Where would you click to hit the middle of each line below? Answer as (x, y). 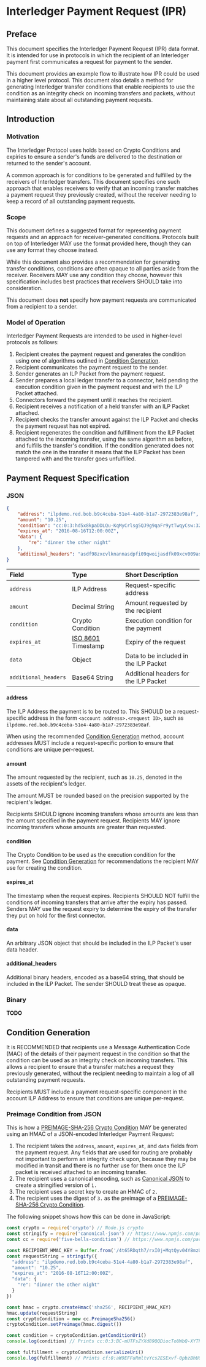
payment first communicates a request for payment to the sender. (90, 62)
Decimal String (93, 607)
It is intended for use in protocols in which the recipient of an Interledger (97, 55)
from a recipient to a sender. (42, 306)
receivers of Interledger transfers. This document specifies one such (93, 181)
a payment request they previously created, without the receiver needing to (102, 194)
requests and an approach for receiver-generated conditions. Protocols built (103, 237)
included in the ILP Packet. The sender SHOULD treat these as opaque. (96, 983)
